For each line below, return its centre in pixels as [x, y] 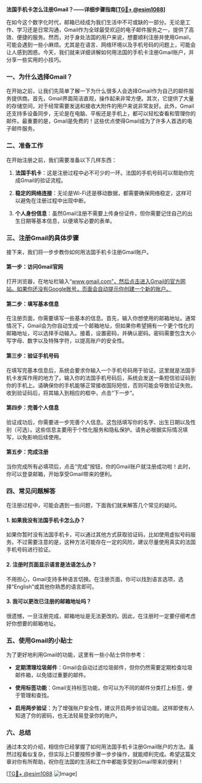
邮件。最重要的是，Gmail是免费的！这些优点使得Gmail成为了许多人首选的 [97, 121]
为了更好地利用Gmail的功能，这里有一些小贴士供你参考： [77, 655]
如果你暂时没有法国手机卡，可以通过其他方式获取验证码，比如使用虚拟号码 [98, 535]
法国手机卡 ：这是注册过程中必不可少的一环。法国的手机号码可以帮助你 [102, 172]
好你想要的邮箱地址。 [32, 623]
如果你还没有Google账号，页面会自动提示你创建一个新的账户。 [94, 289]
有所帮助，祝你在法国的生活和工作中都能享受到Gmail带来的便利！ [103, 762]
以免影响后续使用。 [40, 437]
